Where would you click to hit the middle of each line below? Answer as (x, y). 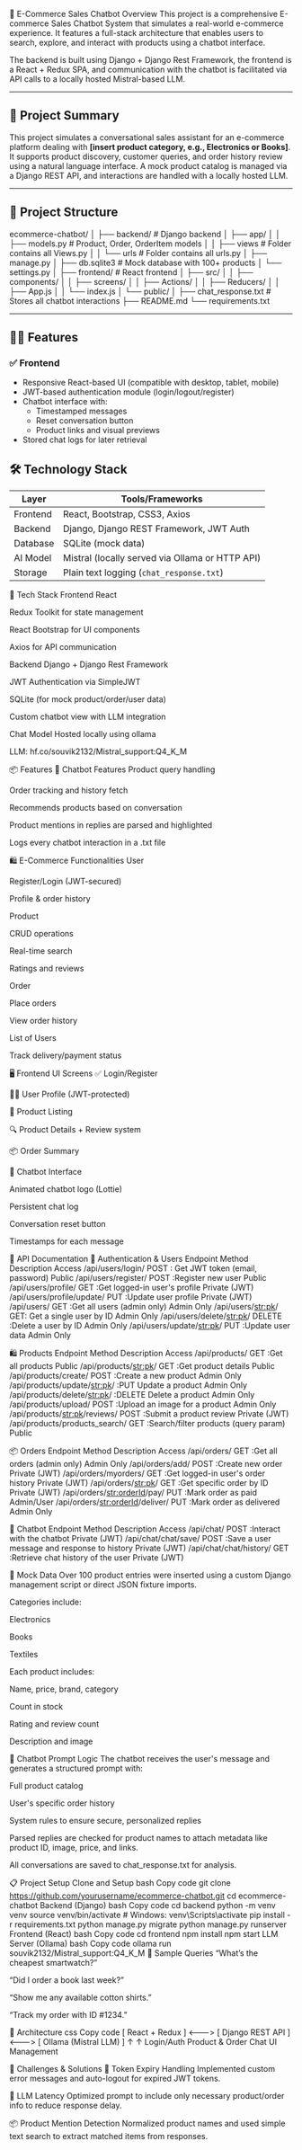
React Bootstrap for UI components (75, 630)
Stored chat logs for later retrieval (84, 440)
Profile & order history (50, 899)
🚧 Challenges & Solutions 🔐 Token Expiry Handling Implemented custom (142, 2069)
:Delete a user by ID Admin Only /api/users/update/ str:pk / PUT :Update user (150, 1326)
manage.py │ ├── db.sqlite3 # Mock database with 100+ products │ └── (146, 262)
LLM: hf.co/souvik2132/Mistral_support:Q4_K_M (98, 751)
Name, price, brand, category (64, 1689)
